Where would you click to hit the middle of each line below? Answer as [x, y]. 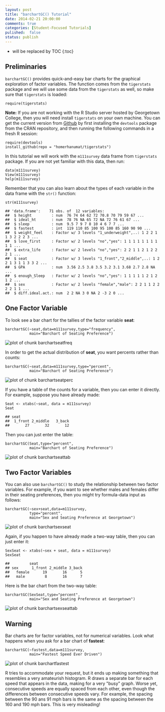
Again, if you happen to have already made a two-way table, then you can [80, 536]
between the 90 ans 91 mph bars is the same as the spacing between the [79, 699]
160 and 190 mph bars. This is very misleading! [53, 705]
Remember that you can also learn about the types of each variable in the [80, 188]
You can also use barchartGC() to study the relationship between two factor [82, 485]
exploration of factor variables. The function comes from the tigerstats [78, 84]
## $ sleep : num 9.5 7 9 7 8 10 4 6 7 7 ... [65, 224]
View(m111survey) [23, 175]
